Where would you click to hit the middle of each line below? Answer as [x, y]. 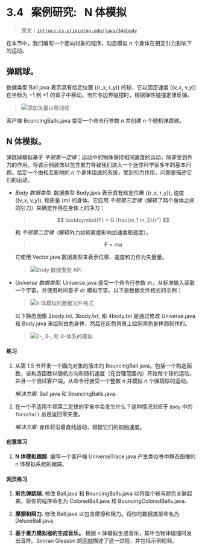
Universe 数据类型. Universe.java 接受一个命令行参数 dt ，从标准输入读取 [105, 282]
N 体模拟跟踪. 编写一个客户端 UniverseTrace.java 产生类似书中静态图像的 [105, 456]
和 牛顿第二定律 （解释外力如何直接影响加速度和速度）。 [83, 232]
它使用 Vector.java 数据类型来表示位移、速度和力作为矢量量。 [91, 257]
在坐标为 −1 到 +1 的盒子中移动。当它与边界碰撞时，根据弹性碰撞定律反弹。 [99, 95]
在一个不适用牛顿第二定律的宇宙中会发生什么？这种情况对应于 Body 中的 [104, 406]
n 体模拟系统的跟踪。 [41, 464]
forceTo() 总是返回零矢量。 [49, 414]
